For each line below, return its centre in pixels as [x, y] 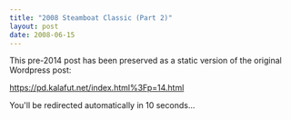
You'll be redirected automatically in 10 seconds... [102, 105]
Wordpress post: [40, 70]
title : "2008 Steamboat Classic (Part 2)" [91, 18]
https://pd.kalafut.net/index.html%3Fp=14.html [97, 88]
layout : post [34, 26]
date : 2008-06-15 [42, 35]
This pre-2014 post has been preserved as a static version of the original [145, 61]
